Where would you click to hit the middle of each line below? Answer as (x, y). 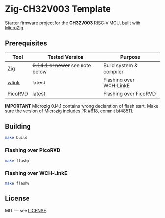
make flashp (17, 161)
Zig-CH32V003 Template (58, 9)
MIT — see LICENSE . (26, 210)
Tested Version (66, 57)
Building (18, 126)
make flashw (17, 183)
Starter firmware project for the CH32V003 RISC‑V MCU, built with (73, 23)
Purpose (130, 57)
